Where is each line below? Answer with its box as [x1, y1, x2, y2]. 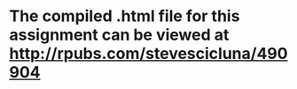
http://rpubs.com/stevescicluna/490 [9, 44, 288, 63]
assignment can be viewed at [9, 25, 230, 45]
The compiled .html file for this [9, 6, 240, 26]
